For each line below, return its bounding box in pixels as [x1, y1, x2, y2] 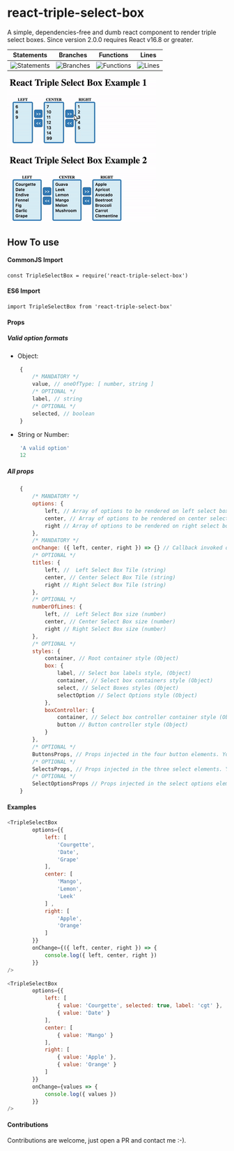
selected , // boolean [32, 410, 95, 417]
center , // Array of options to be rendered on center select [44, 515, 229, 522]
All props [7, 467, 34, 475]
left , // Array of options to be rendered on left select [44, 507, 217, 514]
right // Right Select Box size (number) [44, 625, 167, 632]
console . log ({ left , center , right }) [44, 952, 157, 959]
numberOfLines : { [32, 603, 82, 611]
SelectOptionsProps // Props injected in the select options [32, 781, 214, 788]
